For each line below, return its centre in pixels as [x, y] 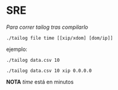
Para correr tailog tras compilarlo [47, 27]
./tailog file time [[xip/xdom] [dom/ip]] [60, 38]
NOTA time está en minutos [40, 82]
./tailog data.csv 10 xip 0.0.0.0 [49, 70]
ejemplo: [17, 49]
